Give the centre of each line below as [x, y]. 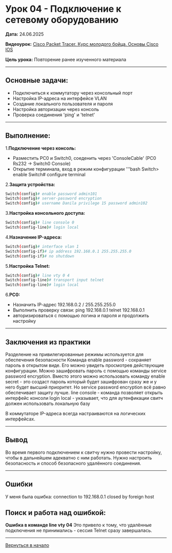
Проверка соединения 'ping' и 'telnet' [54, 115]
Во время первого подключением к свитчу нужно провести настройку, [84, 452]
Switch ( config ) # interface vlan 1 [42, 246]
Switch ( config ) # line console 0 [40, 223]
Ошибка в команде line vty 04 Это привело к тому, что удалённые [79, 525]
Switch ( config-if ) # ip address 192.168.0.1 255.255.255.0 [68, 251]
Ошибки [19, 484]
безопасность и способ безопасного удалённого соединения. [73, 463]
